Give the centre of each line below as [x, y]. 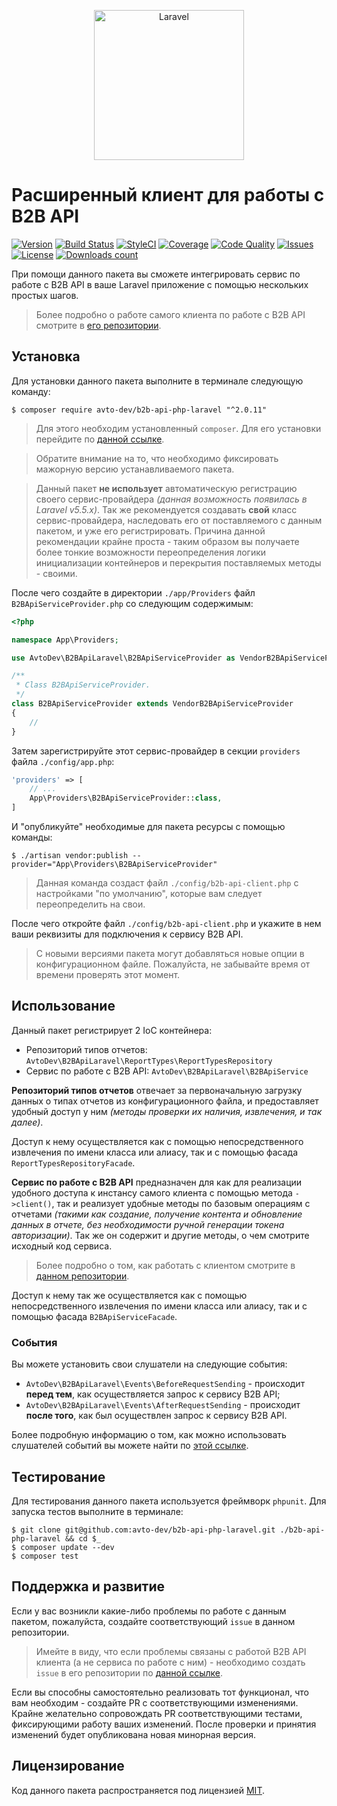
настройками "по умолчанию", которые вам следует [149, 893]
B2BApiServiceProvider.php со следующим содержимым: [132, 603]
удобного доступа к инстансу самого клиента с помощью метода [152, 1192]
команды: [32, 837]
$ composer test [45, 1556]
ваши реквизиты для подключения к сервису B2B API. [127, 934]
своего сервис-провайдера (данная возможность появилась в [171, 499]
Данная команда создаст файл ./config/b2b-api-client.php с [167, 883]
